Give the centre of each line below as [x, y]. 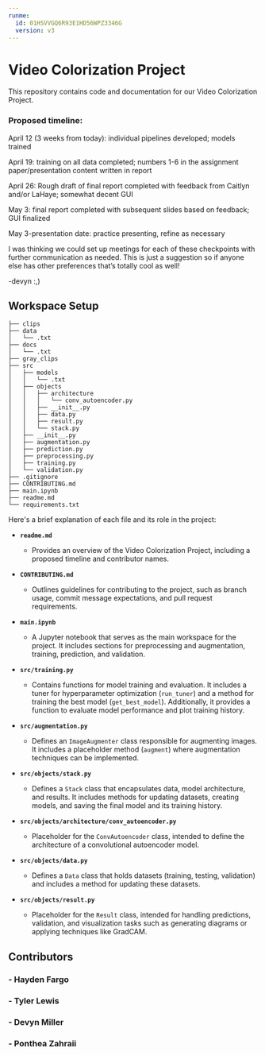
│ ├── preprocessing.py [51, 456]
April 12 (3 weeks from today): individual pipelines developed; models [122, 138]
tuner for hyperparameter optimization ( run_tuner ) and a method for [143, 694]
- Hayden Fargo [39, 980]
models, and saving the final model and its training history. [127, 806]
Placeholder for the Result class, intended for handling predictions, [141, 915]
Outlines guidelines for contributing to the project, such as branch [139, 589]
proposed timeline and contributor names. [100, 559]
